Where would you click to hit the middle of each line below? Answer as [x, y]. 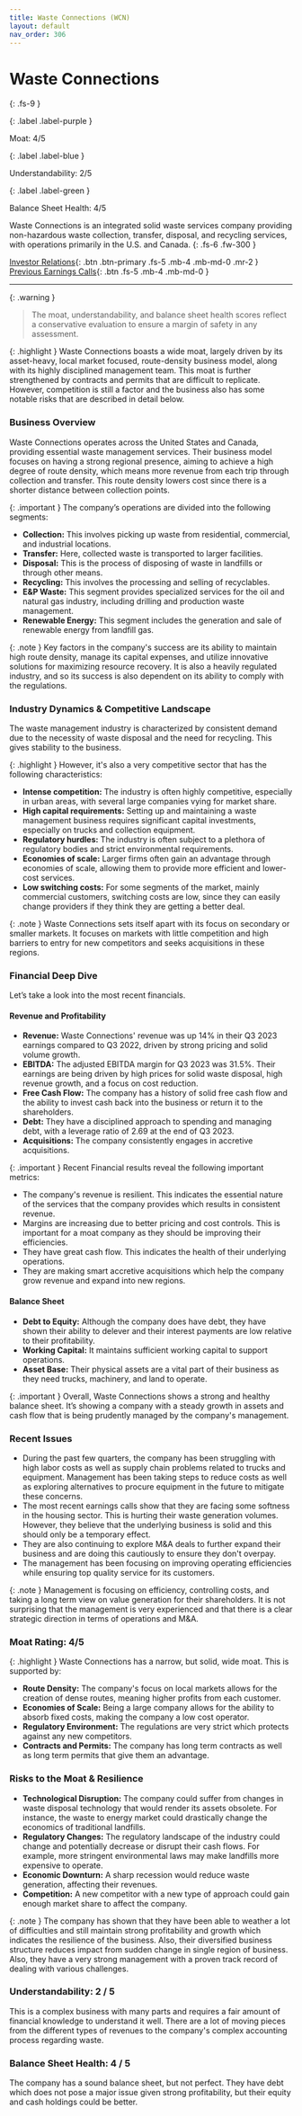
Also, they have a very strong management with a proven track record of [144, 1959]
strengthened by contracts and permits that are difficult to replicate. [135, 380]
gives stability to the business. [65, 747]
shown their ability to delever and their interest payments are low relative [157, 1330]
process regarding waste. [57, 2040]
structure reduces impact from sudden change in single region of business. [149, 1949]
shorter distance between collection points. [90, 490]
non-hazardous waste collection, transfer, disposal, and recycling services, [148, 236]
